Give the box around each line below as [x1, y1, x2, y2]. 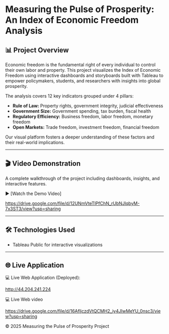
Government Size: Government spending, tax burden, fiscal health [12, 108, 151, 114]
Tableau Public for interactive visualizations [12, 242, 103, 248]
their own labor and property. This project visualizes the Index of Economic [5, 67, 161, 73]
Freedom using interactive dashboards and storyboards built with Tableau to [5, 72, 163, 78]
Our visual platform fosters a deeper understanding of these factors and [5, 134, 155, 140]
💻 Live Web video [5, 297, 43, 303]
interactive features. [5, 180, 47, 186]
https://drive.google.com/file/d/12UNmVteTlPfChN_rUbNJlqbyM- [5, 200, 140, 206]
